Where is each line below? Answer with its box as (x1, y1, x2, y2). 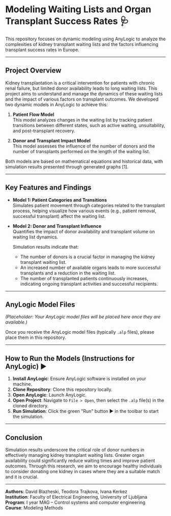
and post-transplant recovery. (12, 128, 75, 134)
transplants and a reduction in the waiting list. (20, 269, 116, 276)
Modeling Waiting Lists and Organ (5, 4, 152, 15)
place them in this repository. (5, 334, 66, 340)
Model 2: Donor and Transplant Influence (12, 223, 102, 229)
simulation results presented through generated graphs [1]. (5, 163, 129, 169)
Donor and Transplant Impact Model (12, 137, 91, 143)
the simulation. (12, 413, 44, 420)
